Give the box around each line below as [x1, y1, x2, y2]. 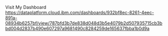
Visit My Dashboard [5, 4, 47, 10]
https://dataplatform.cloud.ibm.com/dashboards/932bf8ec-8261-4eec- [5, 9, 154, 15]
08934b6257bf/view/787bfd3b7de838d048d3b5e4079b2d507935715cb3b [5, 20, 163, 26]
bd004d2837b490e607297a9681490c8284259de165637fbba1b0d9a [5, 25, 150, 31]
